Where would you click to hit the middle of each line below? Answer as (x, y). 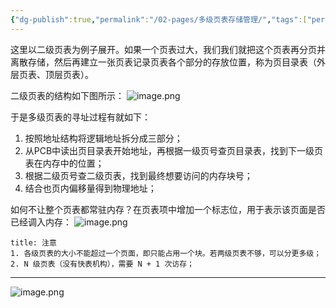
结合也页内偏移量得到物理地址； (90, 188)
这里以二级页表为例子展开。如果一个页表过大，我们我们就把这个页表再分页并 (168, 49)
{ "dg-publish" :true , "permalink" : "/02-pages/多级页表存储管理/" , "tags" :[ (159, 19)
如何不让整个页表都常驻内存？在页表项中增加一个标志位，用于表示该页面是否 (168, 209)
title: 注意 (33, 242)
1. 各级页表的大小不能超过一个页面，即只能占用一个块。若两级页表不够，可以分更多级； (166, 253)
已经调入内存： (41, 222)
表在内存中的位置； (64, 163)
